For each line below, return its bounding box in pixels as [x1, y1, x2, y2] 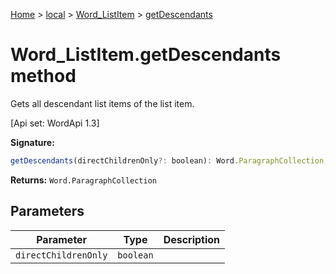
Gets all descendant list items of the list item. [10, 97, 195, 109]
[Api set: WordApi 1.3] [10, 117, 100, 129]
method [10, 65, 77, 88]
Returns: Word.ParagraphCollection [10, 174, 157, 186]
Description [163, 232, 221, 246]
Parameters [10, 203, 85, 220]
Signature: [10, 136, 55, 148]
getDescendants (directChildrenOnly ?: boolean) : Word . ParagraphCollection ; [10, 155, 329, 166]
